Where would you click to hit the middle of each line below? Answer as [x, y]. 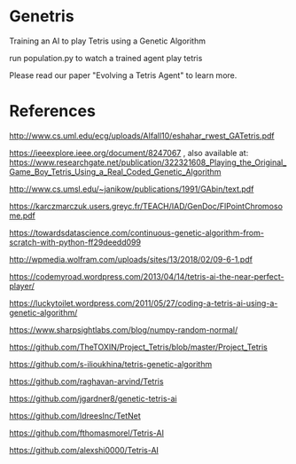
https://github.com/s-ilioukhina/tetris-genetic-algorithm [111, 364]
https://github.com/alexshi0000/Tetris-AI [84, 450]
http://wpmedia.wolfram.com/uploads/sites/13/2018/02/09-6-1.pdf [131, 259]
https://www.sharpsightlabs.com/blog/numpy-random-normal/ [124, 329]
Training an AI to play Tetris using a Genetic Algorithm [108, 41]
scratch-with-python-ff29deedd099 [75, 242]
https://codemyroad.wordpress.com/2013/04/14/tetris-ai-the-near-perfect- [147, 276]
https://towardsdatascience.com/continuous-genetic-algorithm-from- [136, 232]
